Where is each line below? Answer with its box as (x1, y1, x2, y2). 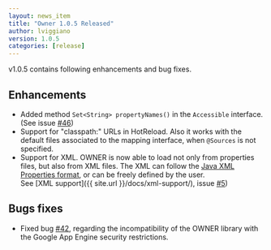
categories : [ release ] (8, 42, 85, 50)
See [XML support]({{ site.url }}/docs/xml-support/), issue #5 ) (19, 178, 229, 187)
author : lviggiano (8, 27, 71, 35)
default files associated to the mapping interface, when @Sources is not (19, 135, 256, 144)
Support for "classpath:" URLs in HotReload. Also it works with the (19, 127, 242, 136)
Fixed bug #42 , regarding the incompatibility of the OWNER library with (19, 223, 259, 233)
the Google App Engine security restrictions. (19, 232, 169, 242)
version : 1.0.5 (8, 34, 60, 43)
